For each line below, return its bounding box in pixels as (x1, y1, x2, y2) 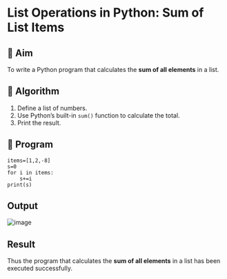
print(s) (7, 181, 32, 188)
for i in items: (7, 169, 54, 176)
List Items (7, 19, 65, 35)
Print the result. (17, 118, 61, 127)
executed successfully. (7, 264, 72, 273)
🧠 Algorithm (7, 85, 60, 98)
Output (7, 200, 38, 212)
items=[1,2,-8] (7, 157, 51, 164)
